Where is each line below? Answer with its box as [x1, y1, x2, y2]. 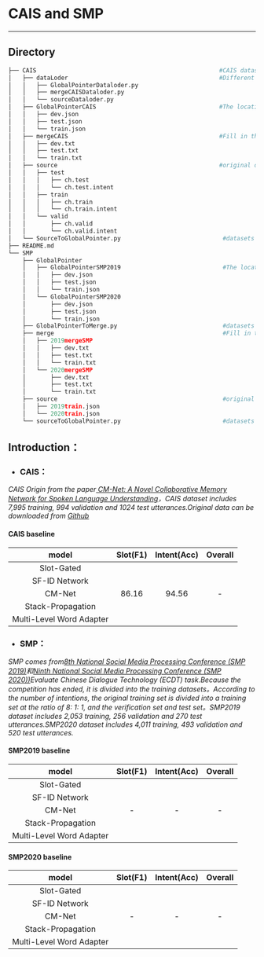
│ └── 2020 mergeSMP [22, 366, 93, 374]
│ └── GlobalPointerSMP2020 [22, 292, 122, 301]
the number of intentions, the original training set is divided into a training [8, 693, 247, 702]
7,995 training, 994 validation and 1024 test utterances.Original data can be [8, 503, 255, 512]
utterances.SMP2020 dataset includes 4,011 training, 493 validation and [8, 720, 243, 729]
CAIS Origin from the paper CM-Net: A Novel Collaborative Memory [8, 485, 228, 494]
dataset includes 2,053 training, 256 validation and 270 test [8, 711, 203, 720]
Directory [8, 46, 56, 59]
